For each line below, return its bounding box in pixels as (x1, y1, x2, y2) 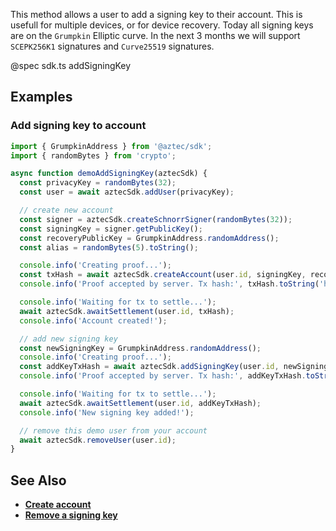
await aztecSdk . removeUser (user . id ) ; (19, 435, 177, 445)
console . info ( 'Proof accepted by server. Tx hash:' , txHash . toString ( (19, 279, 320, 289)
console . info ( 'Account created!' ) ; (19, 315, 168, 326)
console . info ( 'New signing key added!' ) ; (19, 407, 195, 418)
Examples (10, 89, 73, 106)
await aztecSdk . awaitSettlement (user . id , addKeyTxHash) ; (19, 398, 262, 408)
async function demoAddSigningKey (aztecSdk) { (10, 169, 208, 179)
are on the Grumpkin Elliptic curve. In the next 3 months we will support (10, 30, 301, 41)
